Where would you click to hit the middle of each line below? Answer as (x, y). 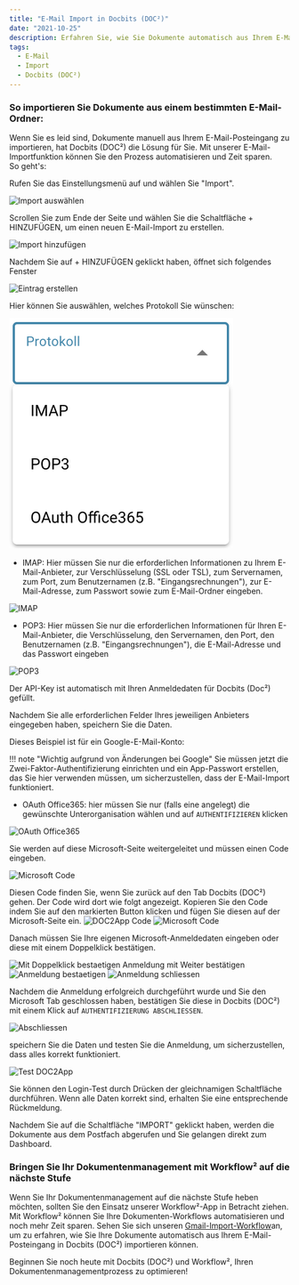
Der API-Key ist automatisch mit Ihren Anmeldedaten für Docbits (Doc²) (140, 689)
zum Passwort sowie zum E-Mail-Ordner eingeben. (169, 591)
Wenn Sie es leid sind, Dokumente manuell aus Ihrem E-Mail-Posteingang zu (149, 138)
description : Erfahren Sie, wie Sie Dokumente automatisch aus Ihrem (141, 37)
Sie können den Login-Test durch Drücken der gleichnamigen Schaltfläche (145, 1089)
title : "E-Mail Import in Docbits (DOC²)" (89, 19)
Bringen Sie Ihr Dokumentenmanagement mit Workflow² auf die (149, 1168)
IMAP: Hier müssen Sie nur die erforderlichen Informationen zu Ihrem (149, 563)
